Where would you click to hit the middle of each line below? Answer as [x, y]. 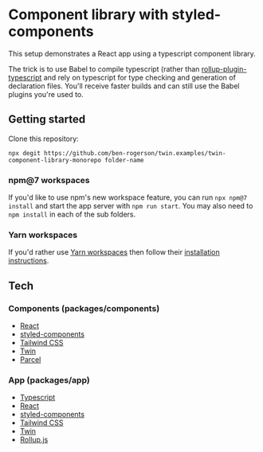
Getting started [47, 120]
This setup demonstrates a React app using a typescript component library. [132, 53]
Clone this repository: [44, 138]
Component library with [88, 15]
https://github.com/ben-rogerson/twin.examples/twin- [135, 153]
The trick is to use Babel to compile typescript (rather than [104, 68]
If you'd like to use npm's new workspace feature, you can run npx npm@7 [128, 197]
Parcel [30, 360]
